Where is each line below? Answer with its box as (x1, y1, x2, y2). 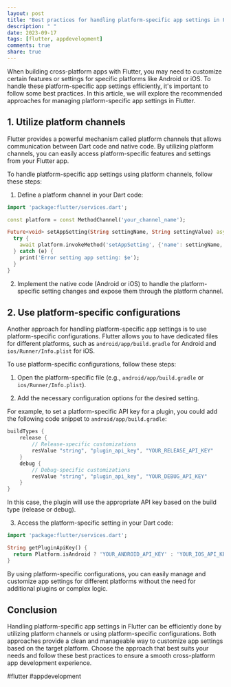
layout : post (7, 10, 45, 17)
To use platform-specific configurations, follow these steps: (7, 360, 177, 369)
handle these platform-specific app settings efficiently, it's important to (7, 82, 208, 90)
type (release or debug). (7, 505, 76, 514)
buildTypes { (7, 428, 45, 435)
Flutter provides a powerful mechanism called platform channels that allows (7, 135, 222, 143)
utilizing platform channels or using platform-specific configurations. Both (7, 630, 217, 638)
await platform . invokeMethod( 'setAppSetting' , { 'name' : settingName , (19, 241, 223, 248)
